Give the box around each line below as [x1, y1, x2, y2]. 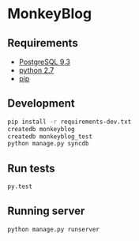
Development [7, 96, 76, 111]
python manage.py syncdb [7, 140, 89, 148]
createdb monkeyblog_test [7, 132, 92, 141]
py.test [7, 183, 33, 190]
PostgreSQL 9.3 [18, 57, 70, 66]
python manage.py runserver [7, 225, 100, 233]
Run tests [7, 161, 55, 175]
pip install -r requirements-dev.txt [7, 118, 132, 126]
